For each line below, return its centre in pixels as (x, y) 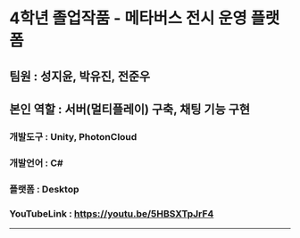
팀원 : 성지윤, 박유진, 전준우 (80, 76)
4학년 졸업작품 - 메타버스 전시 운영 (128, 18)
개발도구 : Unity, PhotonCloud (73, 136)
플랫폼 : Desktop (44, 189)
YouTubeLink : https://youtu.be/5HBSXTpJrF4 (112, 213)
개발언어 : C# (37, 163)
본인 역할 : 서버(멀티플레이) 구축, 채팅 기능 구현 (130, 109)
